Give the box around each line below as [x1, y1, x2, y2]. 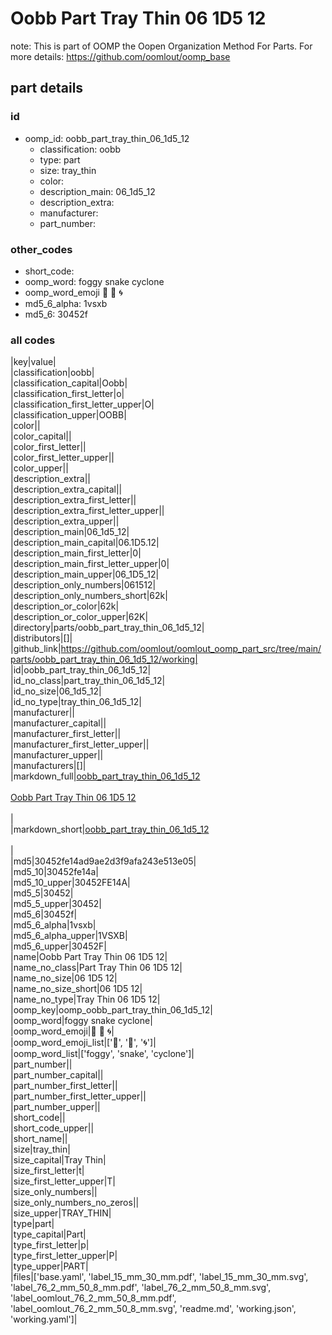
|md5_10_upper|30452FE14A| [10, 877, 131, 889]
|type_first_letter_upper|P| [10, 1250, 118, 1262]
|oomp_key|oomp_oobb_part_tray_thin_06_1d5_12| [10, 1004, 213, 1016]
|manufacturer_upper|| [10, 749, 104, 761]
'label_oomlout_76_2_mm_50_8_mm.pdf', [10, 1292, 177, 1304]
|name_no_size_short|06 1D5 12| [10, 983, 143, 995]
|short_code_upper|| [10, 1122, 95, 1134]
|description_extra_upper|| [10, 515, 120, 527]
